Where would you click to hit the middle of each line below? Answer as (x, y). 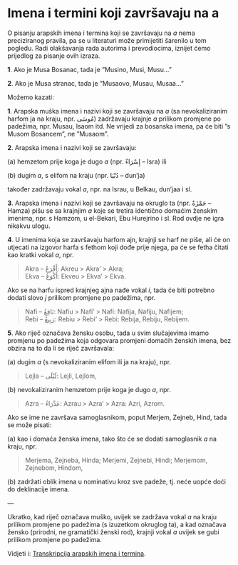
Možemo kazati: (31, 97)
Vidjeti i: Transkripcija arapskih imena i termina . (77, 553)
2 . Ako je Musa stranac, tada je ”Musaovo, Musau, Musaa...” (95, 83)
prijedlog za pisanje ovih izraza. (54, 56)
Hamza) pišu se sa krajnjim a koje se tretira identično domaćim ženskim (113, 210)
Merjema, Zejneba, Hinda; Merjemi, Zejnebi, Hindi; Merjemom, (116, 460)
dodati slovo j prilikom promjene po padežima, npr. (82, 297)
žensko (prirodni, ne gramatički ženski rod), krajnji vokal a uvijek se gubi (113, 532)
